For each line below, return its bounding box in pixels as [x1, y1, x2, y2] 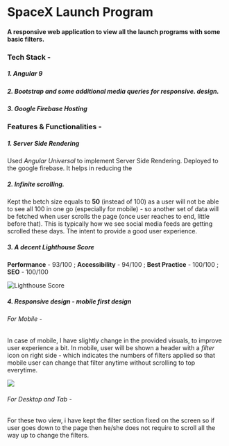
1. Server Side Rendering [7, 140, 80, 148]
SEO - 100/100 [7, 268, 49, 276]
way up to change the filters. [7, 431, 90, 440]
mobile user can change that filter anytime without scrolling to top [7, 358, 196, 367]
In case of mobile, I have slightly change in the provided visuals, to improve [7, 336, 222, 345]
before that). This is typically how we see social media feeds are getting [7, 220, 213, 228]
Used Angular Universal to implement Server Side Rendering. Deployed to [7, 157, 219, 165]
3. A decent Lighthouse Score [7, 242, 95, 251]
